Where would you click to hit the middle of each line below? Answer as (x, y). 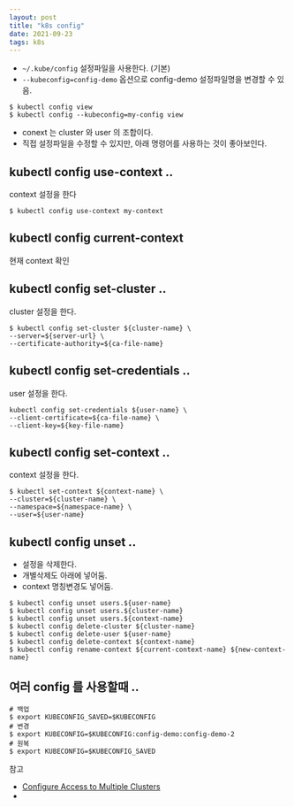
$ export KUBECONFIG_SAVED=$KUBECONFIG (83, 717)
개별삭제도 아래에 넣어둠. (64, 575)
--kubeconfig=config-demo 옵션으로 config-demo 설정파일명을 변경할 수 (148, 80)
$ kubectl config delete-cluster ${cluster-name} (102, 626)
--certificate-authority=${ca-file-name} (87, 343)
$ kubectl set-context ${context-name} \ (87, 492)
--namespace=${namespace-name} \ (71, 507)
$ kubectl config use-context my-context (87, 211)
